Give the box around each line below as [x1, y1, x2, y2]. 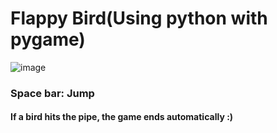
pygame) [10, 28, 86, 51]
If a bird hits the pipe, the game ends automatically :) [10, 111, 234, 123]
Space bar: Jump [10, 86, 95, 100]
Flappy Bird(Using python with [10, 7, 268, 30]
